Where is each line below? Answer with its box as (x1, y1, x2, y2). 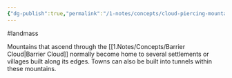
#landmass (7, 29, 39, 37)
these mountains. (7, 64, 57, 72)
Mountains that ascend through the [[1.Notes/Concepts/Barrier (7, 42, 186, 50)
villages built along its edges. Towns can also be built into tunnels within (7, 57, 213, 66)
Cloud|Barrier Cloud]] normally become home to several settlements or (7, 50, 209, 58)
